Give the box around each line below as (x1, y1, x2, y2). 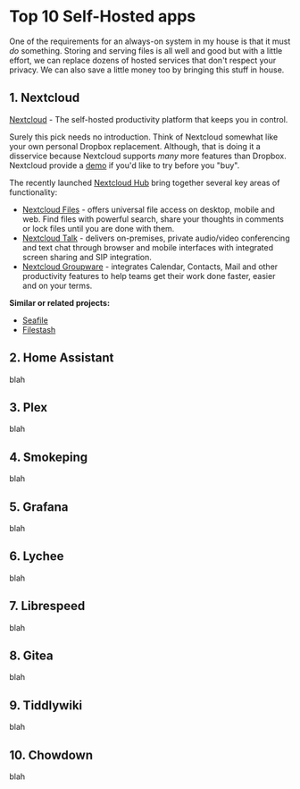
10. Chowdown (9, 747, 94, 762)
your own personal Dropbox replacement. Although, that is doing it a (9, 140, 261, 151)
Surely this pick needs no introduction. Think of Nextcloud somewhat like (9, 131, 279, 142)
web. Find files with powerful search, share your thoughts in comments (21, 213, 284, 225)
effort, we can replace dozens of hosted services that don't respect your (9, 55, 277, 65)
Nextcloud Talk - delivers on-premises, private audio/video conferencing (21, 233, 290, 243)
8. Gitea (9, 649, 54, 664)
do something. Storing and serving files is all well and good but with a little (9, 45, 283, 55)
